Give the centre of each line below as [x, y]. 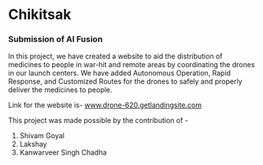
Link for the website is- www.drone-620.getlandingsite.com [105, 105]
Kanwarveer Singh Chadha [63, 152]
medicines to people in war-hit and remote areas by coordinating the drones [131, 65]
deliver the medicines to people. [60, 90]
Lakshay [33, 144]
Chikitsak [40, 15]
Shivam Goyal [42, 136]
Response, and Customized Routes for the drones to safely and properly [125, 81]
